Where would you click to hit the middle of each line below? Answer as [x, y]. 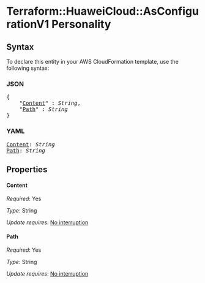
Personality [81, 24]
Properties [27, 169]
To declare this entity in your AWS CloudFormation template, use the [92, 62]
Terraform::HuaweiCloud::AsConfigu [102, 11]
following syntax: [28, 68]
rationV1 [28, 24]
